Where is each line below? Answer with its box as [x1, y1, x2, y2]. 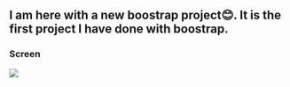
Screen [9, 48, 42, 61]
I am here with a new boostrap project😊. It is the [9, 8, 282, 23]
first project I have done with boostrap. [9, 22, 229, 37]
